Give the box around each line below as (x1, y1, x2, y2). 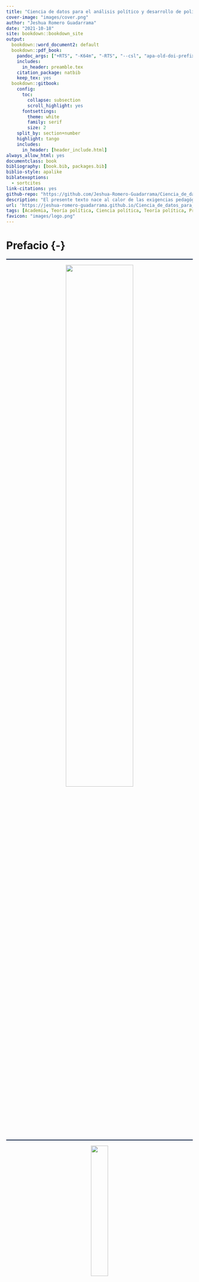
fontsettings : (21, 108, 57, 114)
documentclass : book (6, 158, 57, 164)
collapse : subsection (27, 97, 81, 103)
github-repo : (6, 191, 38, 197)
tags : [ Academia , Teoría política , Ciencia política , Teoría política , (6, 208, 187, 214)
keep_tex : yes (17, 75, 52, 81)
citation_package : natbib (17, 70, 81, 76)
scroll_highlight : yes (27, 102, 84, 109)
